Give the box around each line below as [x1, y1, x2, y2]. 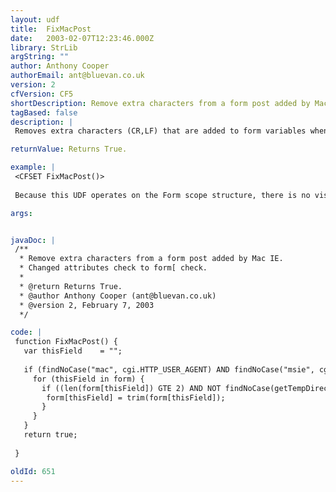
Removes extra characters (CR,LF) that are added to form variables [14, 126, 307, 136]
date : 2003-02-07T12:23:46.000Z [10, 33, 155, 43]
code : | [10, 327, 43, 338]
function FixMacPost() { [14, 337, 118, 347]
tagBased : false [10, 107, 78, 118]
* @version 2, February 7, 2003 [19, 300, 155, 310]
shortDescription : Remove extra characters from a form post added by [10, 98, 311, 108]
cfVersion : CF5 [10, 89, 74, 99]
